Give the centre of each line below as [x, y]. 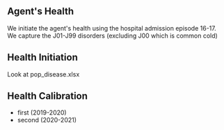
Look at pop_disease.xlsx [43, 74]
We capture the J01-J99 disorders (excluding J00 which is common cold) [112, 35]
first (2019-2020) [42, 113]
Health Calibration [48, 96]
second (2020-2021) [47, 120]
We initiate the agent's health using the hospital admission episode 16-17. [112, 28]
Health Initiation [42, 57]
